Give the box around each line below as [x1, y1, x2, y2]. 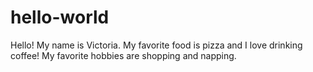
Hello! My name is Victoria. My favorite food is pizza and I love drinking [10, 39, 303, 51]
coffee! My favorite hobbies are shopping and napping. [10, 49, 237, 61]
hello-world [10, 6, 110, 29]
